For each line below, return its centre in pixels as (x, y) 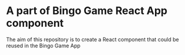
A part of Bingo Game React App (87, 11)
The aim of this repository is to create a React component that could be (92, 39)
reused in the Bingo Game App (43, 46)
